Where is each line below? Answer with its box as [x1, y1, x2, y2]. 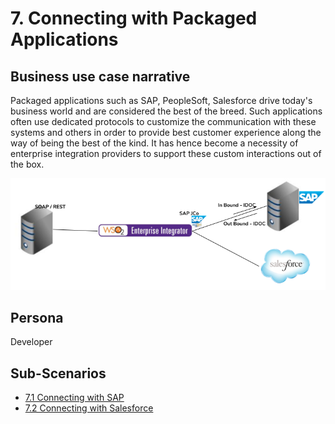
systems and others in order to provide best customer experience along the [10, 127, 322, 138]
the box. [10, 158, 45, 170]
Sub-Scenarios [10, 365, 107, 382]
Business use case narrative [10, 68, 191, 85]
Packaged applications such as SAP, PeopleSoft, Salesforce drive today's [10, 95, 313, 106]
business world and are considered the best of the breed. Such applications [10, 105, 323, 117]
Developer [10, 336, 53, 348]
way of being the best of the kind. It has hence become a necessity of [10, 137, 299, 149]
